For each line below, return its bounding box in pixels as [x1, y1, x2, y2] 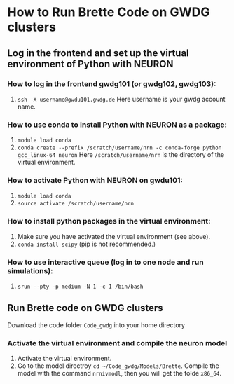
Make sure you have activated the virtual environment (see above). [17, 232, 211, 240]
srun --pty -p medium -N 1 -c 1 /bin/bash [17, 283, 144, 291]
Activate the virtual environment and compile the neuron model [7, 338, 228, 348]
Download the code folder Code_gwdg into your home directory [7, 320, 186, 329]
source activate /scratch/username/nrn [17, 200, 135, 207]
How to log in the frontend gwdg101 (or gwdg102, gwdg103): [7, 78, 216, 88]
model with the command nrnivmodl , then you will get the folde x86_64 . [17, 369, 222, 378]
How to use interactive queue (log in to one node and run [7, 257, 205, 267]
